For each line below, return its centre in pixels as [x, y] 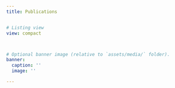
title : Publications [32, 12]
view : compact [24, 33]
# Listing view [25, 27]
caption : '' [27, 65]
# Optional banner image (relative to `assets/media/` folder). [88, 54]
